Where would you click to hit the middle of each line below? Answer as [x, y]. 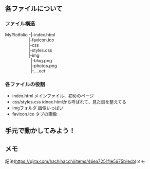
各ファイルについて [34, 9]
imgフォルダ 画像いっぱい [38, 108]
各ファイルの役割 [25, 84]
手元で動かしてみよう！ [40, 131]
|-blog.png [41, 60]
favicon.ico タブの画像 [35, 114]
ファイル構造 [20, 24]
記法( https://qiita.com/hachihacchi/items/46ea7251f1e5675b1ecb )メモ [75, 161]
